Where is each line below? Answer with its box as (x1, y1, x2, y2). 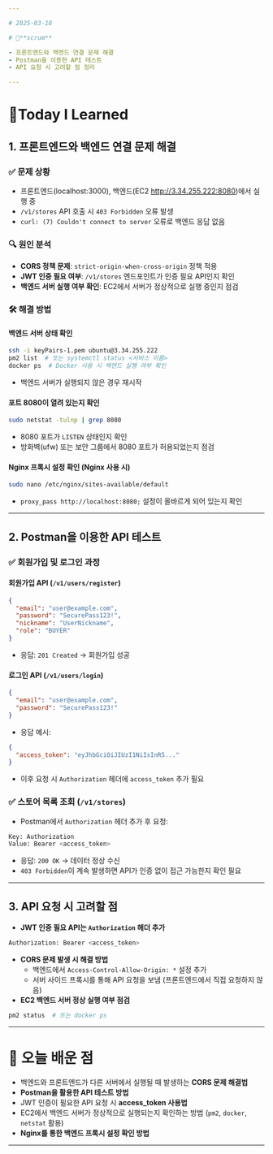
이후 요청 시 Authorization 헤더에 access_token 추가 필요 (19, 774, 205, 784)
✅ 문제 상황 (8, 166, 50, 177)
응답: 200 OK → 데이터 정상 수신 (19, 856, 120, 866)
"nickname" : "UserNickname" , (15, 619, 115, 628)
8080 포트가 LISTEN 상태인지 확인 (19, 432, 128, 442)
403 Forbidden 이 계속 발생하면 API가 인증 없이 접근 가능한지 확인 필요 (19, 866, 242, 875)
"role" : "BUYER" (15, 627, 71, 635)
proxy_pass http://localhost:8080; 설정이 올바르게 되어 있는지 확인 (19, 496, 243, 506)
